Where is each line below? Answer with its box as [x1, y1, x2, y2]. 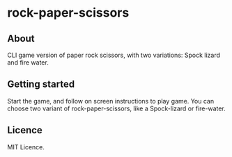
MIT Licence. [7, 142, 45, 151]
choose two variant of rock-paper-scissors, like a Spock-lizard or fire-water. [7, 104, 226, 113]
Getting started [7, 78, 75, 90]
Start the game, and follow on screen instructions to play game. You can [7, 97, 215, 105]
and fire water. [7, 58, 49, 67]
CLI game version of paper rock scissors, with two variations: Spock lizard [7, 51, 221, 59]
